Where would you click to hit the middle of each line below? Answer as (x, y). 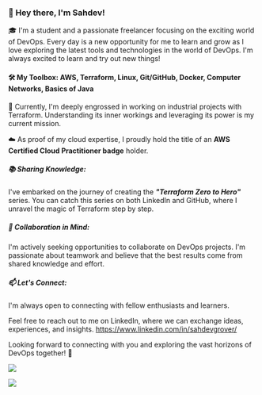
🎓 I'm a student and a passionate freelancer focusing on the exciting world (131, 30)
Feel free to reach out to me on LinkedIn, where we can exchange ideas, (126, 321)
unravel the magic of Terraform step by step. (81, 209)
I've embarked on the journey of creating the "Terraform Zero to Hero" (125, 192)
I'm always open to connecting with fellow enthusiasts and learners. (119, 305)
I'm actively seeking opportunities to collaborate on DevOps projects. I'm (127, 247)
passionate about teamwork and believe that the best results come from (125, 255)
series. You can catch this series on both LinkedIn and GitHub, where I (123, 201)
